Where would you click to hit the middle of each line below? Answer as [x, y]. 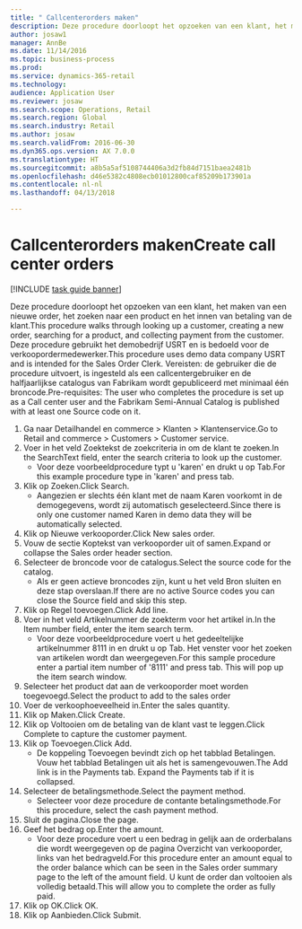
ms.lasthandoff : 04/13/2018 [63, 193]
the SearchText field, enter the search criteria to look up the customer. [152, 457]
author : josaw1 [39, 34]
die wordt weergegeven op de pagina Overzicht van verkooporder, [160, 848]
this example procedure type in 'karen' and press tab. [135, 476]
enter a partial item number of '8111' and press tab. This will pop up [160, 667]
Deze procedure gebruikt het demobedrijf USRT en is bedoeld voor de [140, 344]
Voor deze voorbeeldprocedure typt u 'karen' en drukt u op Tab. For [161, 467]
